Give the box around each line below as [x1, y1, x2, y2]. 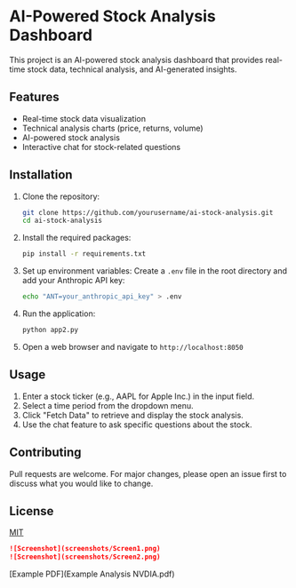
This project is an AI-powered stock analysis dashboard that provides [9, 54, 264, 65]
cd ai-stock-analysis [21, 216, 102, 226]
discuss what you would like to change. [9, 478, 154, 489]
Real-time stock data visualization [21, 113, 147, 123]
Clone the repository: [21, 191, 100, 202]
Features [9, 90, 60, 105]
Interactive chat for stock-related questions [21, 141, 180, 152]
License [9, 504, 54, 519]
